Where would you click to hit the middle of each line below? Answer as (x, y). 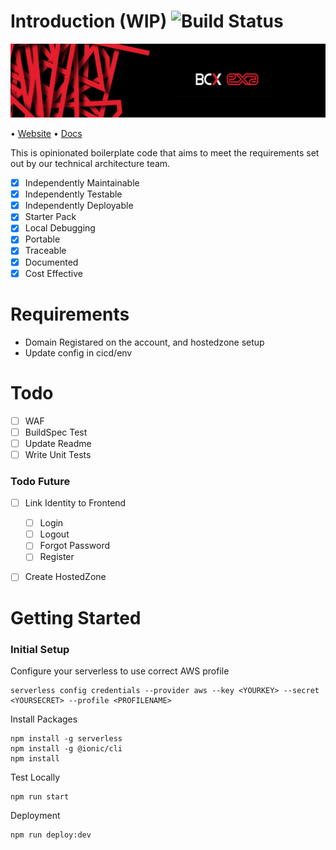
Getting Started (76, 617)
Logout (54, 534)
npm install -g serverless (66, 738)
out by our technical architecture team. (90, 164)
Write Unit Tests (58, 454)
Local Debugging (60, 228)
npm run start (40, 796)
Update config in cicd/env (78, 352)
